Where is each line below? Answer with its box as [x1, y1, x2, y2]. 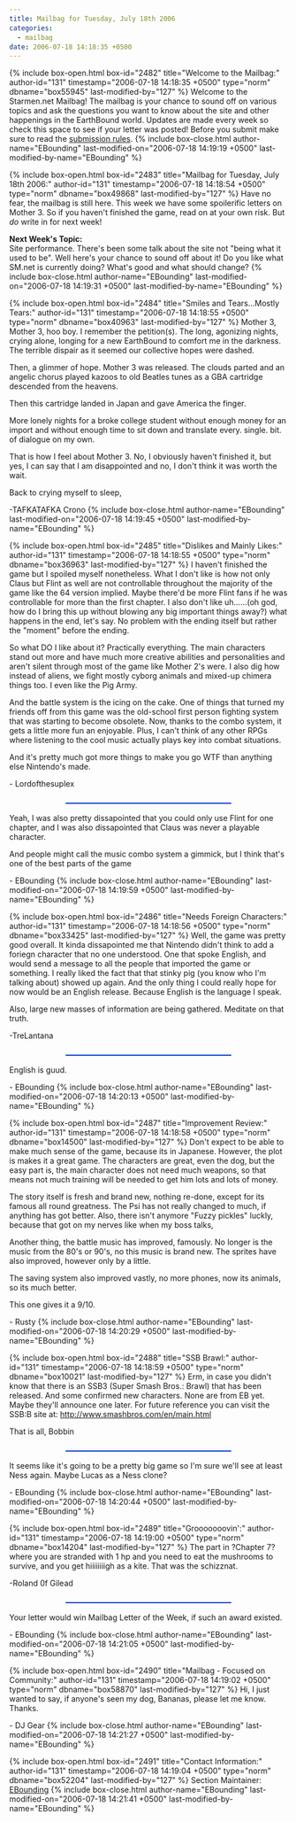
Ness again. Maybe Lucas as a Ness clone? [9, 1470, 168, 1481]
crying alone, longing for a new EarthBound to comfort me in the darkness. [9, 336, 281, 346]
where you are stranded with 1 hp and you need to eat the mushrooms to [9, 1551, 274, 1562]
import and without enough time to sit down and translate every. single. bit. [9, 425, 282, 436]
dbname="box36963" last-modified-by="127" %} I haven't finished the [9, 559, 268, 570]
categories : [9, 23, 53, 33]
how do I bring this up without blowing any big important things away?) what [9, 607, 287, 617]
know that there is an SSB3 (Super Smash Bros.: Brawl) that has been [9, 1381, 262, 1392]
